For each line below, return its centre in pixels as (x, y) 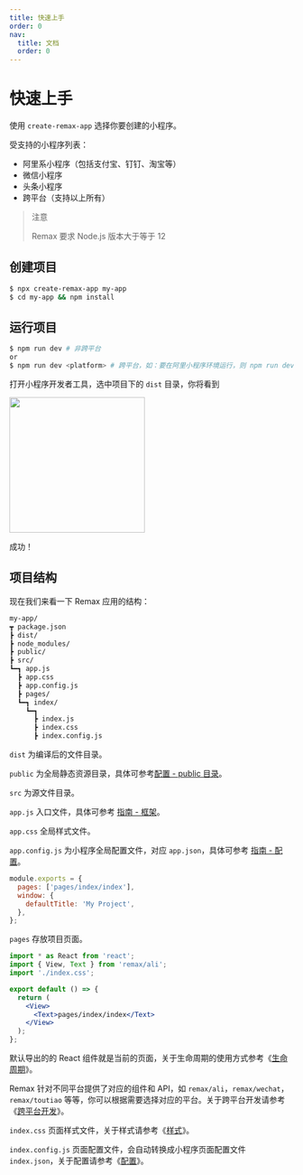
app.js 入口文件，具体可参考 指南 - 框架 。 (87, 812)
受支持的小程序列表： (49, 145)
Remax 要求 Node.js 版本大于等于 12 (99, 237)
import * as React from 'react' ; (72, 956)
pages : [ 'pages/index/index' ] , (76, 887)
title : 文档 (39, 43)
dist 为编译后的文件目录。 (58, 754)
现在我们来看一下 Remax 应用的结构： (80, 601)
